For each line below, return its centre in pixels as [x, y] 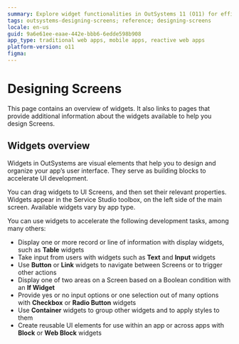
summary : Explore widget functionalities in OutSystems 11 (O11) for [113, 14]
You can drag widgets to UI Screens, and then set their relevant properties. [117, 192]
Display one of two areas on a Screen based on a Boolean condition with [124, 280]
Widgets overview [49, 146]
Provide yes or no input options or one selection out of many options [118, 295]
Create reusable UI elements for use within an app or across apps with [121, 325]
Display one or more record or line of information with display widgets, [121, 242]
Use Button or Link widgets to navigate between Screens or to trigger [120, 264]
